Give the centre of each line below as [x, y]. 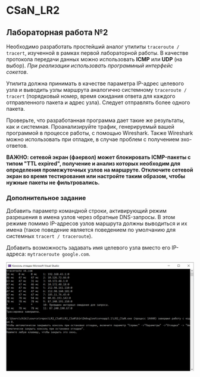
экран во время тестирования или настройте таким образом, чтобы [96, 176]
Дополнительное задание [46, 198]
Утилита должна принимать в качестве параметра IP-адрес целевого [95, 83]
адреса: [16, 254]
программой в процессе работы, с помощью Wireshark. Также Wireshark [100, 133]
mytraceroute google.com [58, 255]
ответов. [17, 146]
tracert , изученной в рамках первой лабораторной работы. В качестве [97, 53]
